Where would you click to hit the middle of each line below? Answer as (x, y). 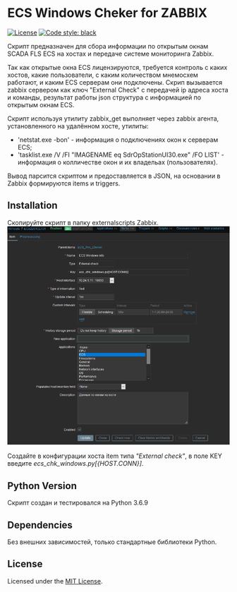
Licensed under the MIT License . (55, 581)
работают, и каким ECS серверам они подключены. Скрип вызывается (115, 82)
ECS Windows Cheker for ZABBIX (108, 13)
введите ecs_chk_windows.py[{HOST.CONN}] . (75, 464)
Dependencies (40, 525)
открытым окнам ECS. (41, 104)
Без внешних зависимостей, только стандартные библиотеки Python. (112, 542)
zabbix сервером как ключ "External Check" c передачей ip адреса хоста (118, 90)
